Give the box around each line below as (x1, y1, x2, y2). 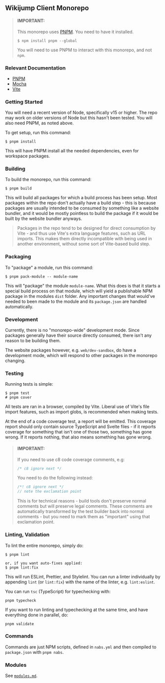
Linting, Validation (5, 531, 50, 538)
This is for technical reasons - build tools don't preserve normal (17, 498, 146, 504)
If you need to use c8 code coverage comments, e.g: (17, 456, 125, 463)
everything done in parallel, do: (5, 611, 68, 618)
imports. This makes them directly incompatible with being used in (17, 236, 152, 242)
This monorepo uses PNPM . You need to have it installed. (17, 29, 134, 35)
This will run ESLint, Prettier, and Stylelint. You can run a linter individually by (5, 574, 161, 579)
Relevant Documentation (5, 64, 66, 71)
